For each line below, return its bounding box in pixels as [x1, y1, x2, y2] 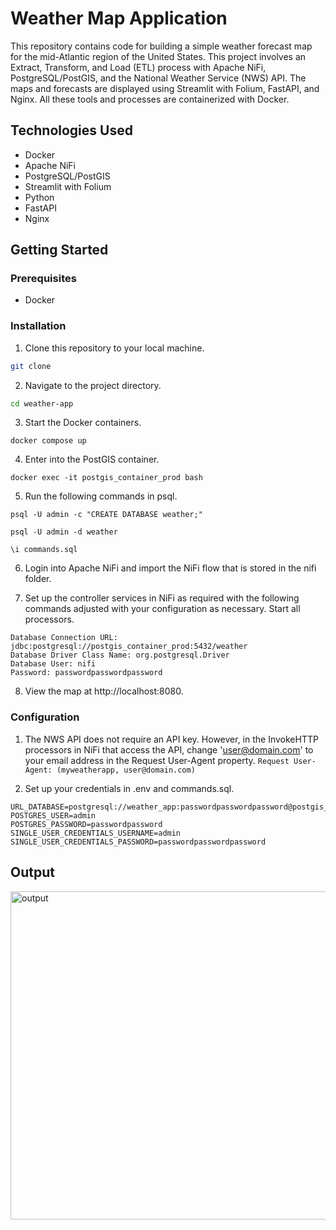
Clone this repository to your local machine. [24, 342, 205, 354]
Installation [10, 319, 67, 333]
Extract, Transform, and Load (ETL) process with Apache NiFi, [10, 61, 267, 73]
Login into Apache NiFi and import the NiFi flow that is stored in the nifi [24, 562, 317, 574]
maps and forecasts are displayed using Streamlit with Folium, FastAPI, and [10, 82, 320, 94]
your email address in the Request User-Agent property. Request [24, 754, 290, 766]
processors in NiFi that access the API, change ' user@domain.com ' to [24, 743, 314, 756]
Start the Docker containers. [24, 417, 142, 429]
